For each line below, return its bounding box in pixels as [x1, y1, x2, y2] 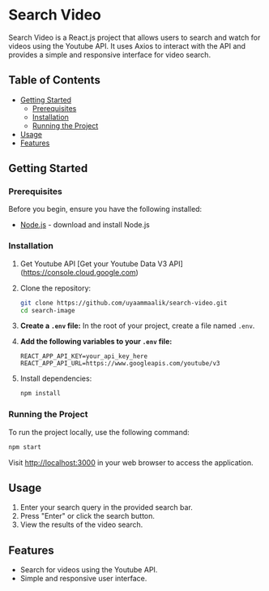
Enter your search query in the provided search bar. [19, 503, 193, 512]
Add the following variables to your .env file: [19, 337, 173, 347]
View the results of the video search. [19, 520, 143, 529]
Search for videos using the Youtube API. [19, 565, 158, 575]
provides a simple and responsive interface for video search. [8, 50, 211, 59]
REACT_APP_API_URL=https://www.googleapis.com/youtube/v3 [19, 360, 220, 368]
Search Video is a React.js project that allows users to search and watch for [8, 32, 261, 42]
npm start [8, 442, 42, 451]
